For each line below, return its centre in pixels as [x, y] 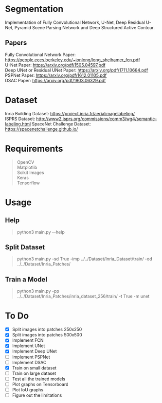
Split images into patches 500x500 [47, 335]
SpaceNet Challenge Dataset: [61, 124]
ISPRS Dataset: [20, 119]
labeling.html [18, 124]
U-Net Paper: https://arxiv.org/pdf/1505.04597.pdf [55, 65]
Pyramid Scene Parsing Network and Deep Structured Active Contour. [84, 27]
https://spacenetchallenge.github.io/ [42, 129]
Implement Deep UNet [34, 351]
